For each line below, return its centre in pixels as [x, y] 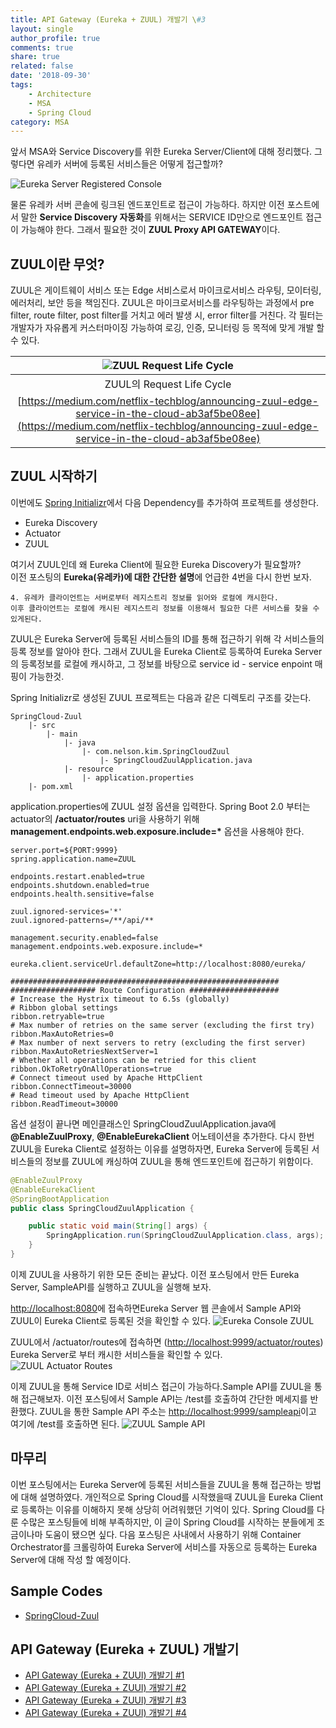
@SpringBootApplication [60, 1199]
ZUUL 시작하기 [54, 476]
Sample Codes [56, 1591]
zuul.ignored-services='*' [66, 911]
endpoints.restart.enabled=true [77, 876]
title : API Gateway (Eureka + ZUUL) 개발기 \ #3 [108, 19]
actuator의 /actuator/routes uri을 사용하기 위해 [105, 818]
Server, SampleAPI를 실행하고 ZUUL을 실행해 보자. [111, 1287]
